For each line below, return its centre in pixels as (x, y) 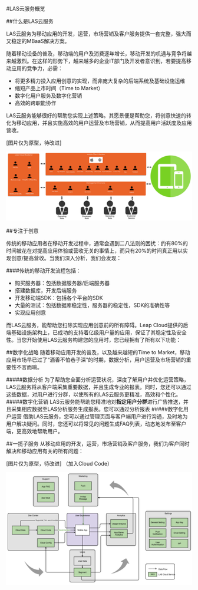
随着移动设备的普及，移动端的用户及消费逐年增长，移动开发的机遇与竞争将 (96, 54)
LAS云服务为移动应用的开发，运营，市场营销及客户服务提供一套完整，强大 (96, 34)
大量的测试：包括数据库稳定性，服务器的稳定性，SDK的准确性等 (92, 305)
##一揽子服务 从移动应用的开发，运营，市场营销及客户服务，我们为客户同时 (98, 444)
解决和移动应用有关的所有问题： (45, 451)
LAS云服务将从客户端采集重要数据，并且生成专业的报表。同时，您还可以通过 (99, 387)
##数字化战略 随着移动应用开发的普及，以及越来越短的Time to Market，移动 (98, 352)
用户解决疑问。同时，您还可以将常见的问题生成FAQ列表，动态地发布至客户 (96, 424)
